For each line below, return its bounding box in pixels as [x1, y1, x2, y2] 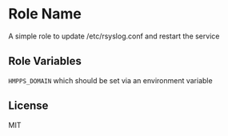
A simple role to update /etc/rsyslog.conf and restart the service [8, 31, 220, 41]
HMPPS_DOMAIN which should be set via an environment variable [8, 75, 214, 85]
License [8, 99, 49, 113]
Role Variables [8, 54, 82, 68]
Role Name [8, 5, 82, 23]
